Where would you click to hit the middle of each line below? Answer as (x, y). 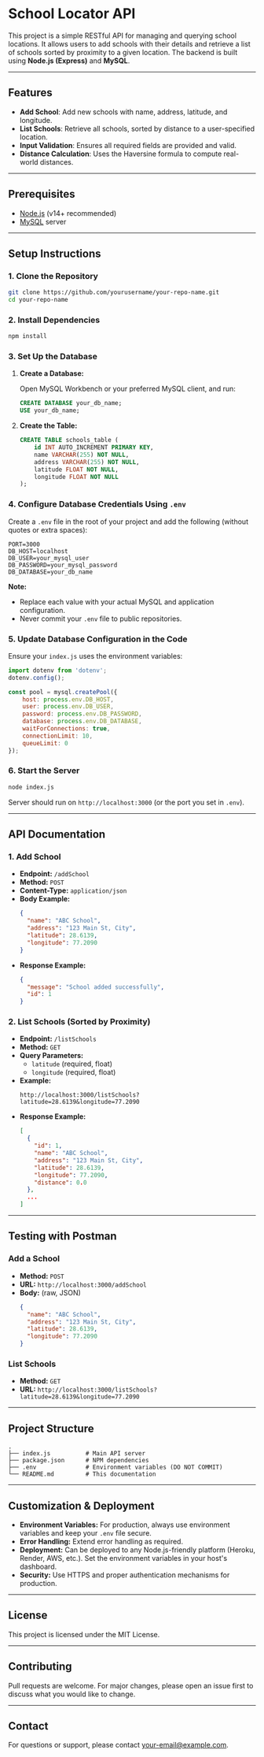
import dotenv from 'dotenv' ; (58, 670)
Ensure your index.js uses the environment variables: (95, 656)
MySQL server (43, 221)
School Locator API (72, 14)
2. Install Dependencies (54, 320)
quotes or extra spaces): (48, 529)
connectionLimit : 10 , (57, 736)
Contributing (40, 1667)
